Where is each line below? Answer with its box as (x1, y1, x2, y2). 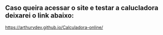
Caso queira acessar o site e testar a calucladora (5, 4, 159, 12)
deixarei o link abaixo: (5, 12, 74, 20)
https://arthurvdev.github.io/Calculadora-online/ (5, 24, 103, 30)
